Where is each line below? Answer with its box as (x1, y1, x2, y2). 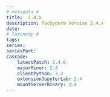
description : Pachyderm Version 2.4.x (6, 20, 104, 26)
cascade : (6, 54, 28, 60)
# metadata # (6, 8, 39, 15)
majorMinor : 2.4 (17, 64, 59, 71)
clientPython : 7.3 (17, 70, 63, 77)
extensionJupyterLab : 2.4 (17, 76, 83, 82)
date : (6, 25, 20, 32)
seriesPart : (6, 48, 36, 54)
